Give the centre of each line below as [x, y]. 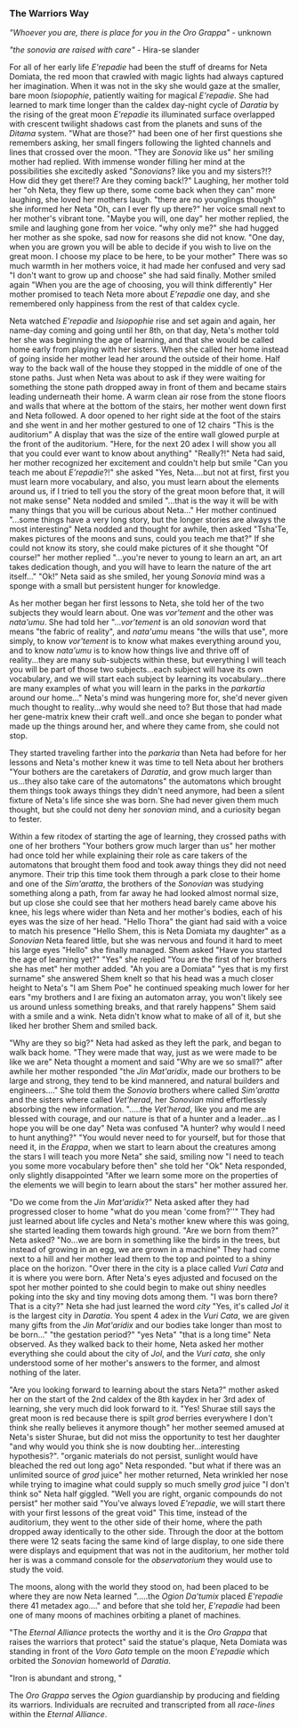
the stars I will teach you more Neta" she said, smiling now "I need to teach [147, 1157]
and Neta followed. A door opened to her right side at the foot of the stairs [145, 416]
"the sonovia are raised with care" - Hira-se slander [105, 50]
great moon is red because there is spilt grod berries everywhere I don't [141, 1418]
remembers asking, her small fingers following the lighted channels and [140, 143]
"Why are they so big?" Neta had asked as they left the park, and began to [145, 1043]
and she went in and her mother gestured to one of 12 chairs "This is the [141, 425]
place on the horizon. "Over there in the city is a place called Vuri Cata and [147, 1268]
